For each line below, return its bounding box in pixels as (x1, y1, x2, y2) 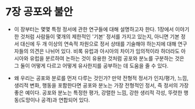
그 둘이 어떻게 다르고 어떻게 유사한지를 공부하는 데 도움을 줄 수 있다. (13, 62, 169, 69)
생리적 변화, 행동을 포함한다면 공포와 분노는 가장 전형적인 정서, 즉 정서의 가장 (13, 82, 189, 89)
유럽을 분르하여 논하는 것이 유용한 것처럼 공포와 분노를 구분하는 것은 (29, 55, 185, 62)
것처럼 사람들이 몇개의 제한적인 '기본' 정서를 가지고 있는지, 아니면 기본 (20, 33, 180, 40)
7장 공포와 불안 (5, 5, 74, 19)
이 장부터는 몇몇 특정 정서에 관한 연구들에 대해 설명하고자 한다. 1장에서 (13, 26, 174, 33)
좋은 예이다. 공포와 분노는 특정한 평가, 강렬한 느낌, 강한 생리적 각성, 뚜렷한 (13, 89, 183, 96)
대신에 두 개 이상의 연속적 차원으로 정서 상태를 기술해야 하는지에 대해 (20, 40, 177, 47)
